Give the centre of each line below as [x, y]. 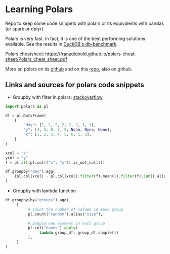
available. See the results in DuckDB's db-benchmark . [61, 44]
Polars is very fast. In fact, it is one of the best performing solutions [75, 39]
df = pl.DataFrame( [26, 116]
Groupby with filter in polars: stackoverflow [57, 97]
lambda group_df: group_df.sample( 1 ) [79, 233]
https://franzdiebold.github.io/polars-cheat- [91, 54]
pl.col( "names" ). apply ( [53, 228]
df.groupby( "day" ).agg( [30, 172]
